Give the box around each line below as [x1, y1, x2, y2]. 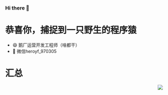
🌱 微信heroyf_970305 [12, 48, 57, 54]
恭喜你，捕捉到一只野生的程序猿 [5, 24, 137, 36]
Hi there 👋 [5, 4, 30, 11]
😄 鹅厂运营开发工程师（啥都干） [12, 42, 80, 48]
